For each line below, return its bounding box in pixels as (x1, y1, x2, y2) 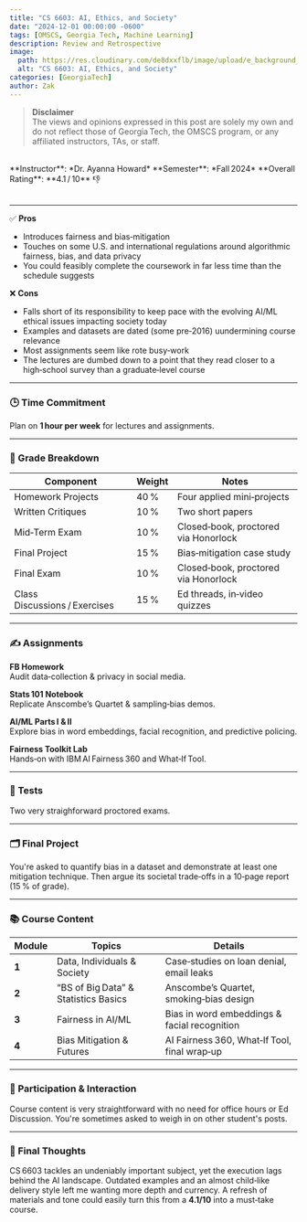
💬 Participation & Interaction (9, 1082, 137, 1095)
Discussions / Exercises (14, 600, 114, 612)
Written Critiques (14, 505, 87, 518)
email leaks (164, 966, 214, 979)
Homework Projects (14, 491, 99, 504)
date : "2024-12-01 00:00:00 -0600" (9, 22, 145, 31)
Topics (90, 940, 122, 952)
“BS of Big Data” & (56, 982, 134, 994)
